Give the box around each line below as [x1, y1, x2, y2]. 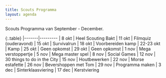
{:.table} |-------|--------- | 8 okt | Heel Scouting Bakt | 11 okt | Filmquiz [5, 35, 152, 41]
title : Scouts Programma [5, 7, 57, 12]
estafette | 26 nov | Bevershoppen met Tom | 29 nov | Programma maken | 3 [5, 62, 162, 68]
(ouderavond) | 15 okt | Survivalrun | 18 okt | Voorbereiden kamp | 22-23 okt [5, 40, 161, 46]
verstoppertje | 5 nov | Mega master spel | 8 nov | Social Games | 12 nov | [5, 51, 156, 57]
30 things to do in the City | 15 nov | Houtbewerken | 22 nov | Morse [5, 56, 144, 62]
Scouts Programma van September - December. [5, 25, 104, 31]
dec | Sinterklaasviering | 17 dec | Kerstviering [5, 67, 99, 73]
